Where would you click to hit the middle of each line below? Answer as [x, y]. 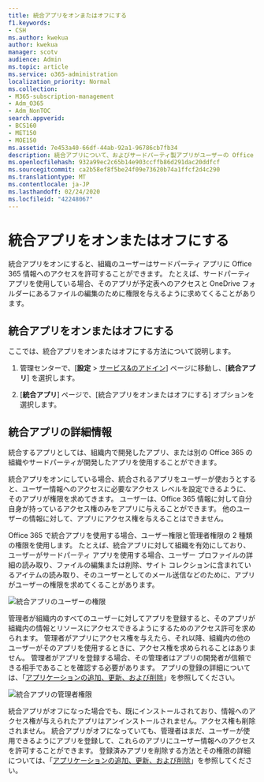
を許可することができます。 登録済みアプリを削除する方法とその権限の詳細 [130, 750]
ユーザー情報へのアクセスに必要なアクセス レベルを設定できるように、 [136, 489]
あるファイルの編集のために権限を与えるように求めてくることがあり [145, 294]
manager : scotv [33, 52]
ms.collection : [33, 89]
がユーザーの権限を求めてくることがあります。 [84, 585]
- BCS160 [22, 126]
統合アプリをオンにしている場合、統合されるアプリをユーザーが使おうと [125, 479]
